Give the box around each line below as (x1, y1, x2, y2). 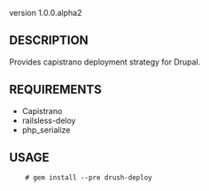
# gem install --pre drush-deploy (25, 173, 152, 182)
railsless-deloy (21, 115, 76, 126)
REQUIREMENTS (9, 82, 102, 97)
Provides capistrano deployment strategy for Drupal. (9, 57, 201, 67)
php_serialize (21, 124, 71, 135)
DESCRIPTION (9, 33, 89, 48)
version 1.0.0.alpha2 (9, 8, 82, 18)
